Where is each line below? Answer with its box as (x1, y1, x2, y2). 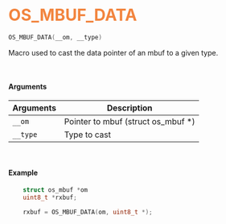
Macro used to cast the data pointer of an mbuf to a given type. (8, 48, 219, 57)
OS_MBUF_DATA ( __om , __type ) (8, 33, 103, 41)
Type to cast (64, 129, 111, 140)
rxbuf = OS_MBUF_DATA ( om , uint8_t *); (23, 208, 153, 216)
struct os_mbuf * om (23, 186, 88, 194)
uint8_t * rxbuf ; (23, 193, 78, 201)
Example (8, 168, 39, 178)
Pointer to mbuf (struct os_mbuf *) (64, 115, 195, 127)
